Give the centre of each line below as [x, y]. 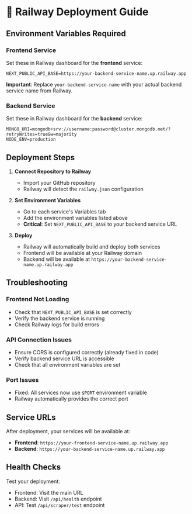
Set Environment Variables [48, 200]
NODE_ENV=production [31, 140]
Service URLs [31, 417]
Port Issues [22, 380]
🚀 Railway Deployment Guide [77, 12]
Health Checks [34, 467]
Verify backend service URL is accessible [64, 358]
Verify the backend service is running [60, 318]
